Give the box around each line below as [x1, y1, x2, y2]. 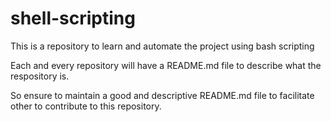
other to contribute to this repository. [10, 100, 162, 112]
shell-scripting [10, 7, 136, 30]
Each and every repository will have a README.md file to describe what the [10, 59, 322, 71]
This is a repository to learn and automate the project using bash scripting [10, 40, 315, 52]
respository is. [10, 70, 70, 82]
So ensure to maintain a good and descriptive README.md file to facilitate [10, 89, 315, 101]
